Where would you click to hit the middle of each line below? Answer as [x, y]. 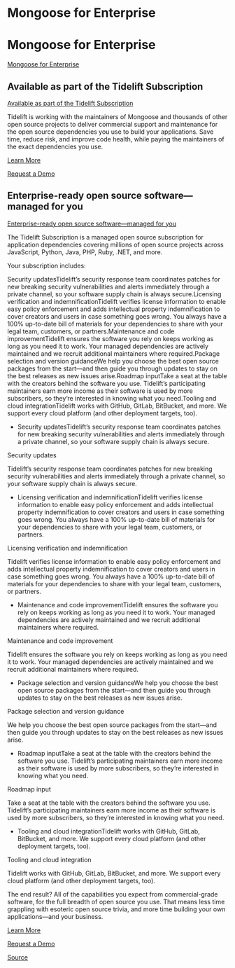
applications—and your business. [55, 916]
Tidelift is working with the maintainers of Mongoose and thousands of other [117, 116]
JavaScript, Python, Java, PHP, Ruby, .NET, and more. [85, 252]
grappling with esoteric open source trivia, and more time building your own [116, 909]
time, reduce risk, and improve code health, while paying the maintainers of [116, 139]
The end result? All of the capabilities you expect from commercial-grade [113, 894]
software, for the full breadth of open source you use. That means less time [116, 901]
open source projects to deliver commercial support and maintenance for [113, 124]
